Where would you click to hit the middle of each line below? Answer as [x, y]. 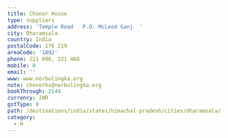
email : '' [22, 72]
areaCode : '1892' [33, 53]
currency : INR [28, 98]
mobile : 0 [22, 66]
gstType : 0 [23, 105]
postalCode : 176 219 [38, 46]
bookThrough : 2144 [34, 91]
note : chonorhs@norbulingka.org [54, 85]
